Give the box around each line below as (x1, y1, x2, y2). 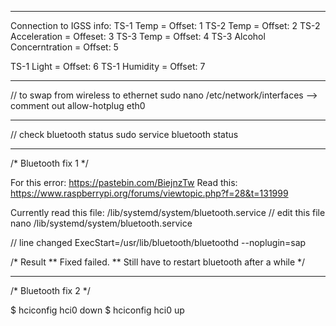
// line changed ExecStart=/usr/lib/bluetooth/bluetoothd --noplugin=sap (10, 237, 307, 248)
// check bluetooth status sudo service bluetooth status (10, 129, 239, 140)
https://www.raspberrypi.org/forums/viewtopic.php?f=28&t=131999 (10, 187, 289, 199)
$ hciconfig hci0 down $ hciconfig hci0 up (10, 304, 185, 316)
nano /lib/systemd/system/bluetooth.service (10, 217, 193, 229)
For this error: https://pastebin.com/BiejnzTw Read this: (10, 177, 238, 188)
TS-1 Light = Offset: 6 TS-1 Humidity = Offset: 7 (10, 61, 206, 72)
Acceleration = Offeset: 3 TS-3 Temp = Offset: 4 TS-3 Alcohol (10, 31, 266, 42)
